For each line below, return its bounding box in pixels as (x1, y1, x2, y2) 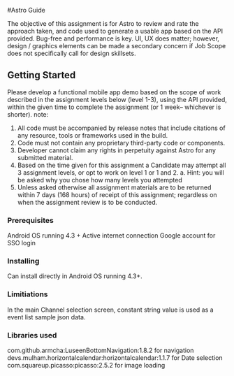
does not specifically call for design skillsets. (7, 49, 136, 57)
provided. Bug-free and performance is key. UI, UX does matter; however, (7, 34, 220, 43)
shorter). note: (7, 110, 49, 118)
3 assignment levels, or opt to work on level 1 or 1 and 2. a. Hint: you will (17, 168, 225, 177)
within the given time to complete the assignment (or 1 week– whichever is (7, 103, 221, 111)
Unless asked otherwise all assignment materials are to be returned (17, 183, 212, 191)
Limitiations (7, 289, 48, 299)
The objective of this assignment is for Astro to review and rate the (7, 20, 199, 27)
